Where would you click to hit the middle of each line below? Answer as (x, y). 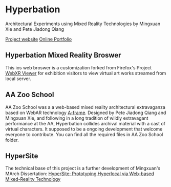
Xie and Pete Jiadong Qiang (35, 29)
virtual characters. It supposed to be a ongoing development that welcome (84, 129)
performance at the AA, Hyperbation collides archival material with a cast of (85, 123)
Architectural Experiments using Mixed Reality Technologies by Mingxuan (83, 24)
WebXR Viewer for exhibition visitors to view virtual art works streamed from (86, 73)
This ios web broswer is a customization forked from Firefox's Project (79, 67)
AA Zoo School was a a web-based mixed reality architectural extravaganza (85, 107)
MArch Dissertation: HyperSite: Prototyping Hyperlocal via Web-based (80, 174)
